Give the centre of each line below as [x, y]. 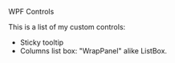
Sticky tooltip [42, 42]
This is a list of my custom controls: [67, 27]
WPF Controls [31, 12]
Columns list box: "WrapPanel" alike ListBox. [93, 51]
